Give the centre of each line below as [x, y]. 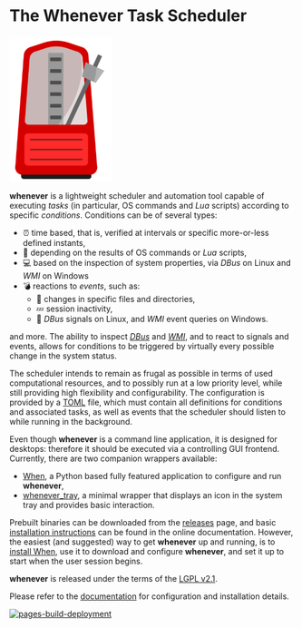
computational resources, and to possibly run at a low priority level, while [146, 383]
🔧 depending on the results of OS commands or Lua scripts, [135, 252]
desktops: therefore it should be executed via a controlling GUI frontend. [145, 448]
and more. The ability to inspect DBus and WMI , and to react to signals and [149, 336]
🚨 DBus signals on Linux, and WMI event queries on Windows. [152, 319]
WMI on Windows [55, 275]
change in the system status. [63, 356]
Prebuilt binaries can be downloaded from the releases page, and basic [143, 522]
